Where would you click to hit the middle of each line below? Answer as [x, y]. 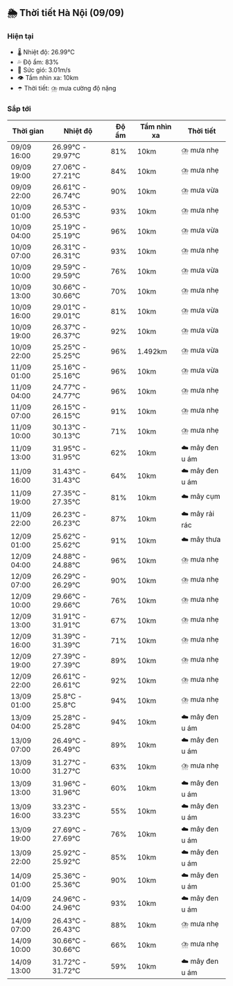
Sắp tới [19, 109]
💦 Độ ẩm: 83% [38, 62]
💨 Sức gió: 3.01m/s [44, 70]
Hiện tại [20, 36]
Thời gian [28, 131]
